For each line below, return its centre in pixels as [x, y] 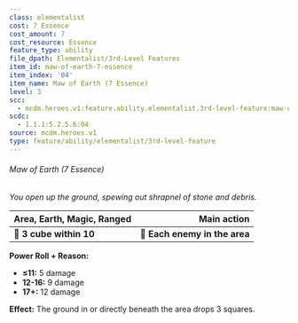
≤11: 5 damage [49, 272]
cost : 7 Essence [39, 26]
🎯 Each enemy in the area [195, 233]
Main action [224, 218]
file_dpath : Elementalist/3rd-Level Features [94, 59]
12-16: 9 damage [53, 282]
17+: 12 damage [51, 291]
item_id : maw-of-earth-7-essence [71, 67]
